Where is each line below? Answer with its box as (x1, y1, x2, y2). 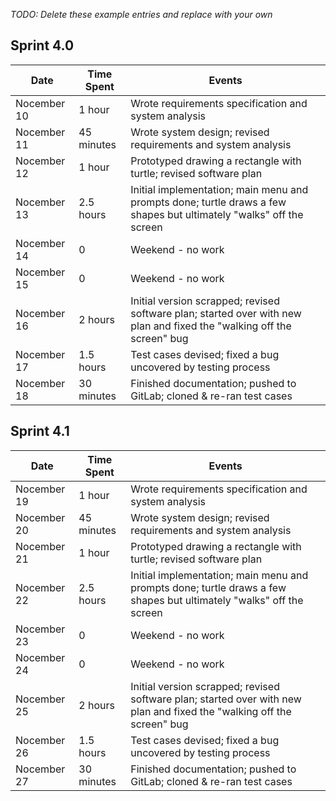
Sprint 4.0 (10, 37, 75, 54)
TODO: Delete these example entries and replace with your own (10, 9, 273, 20)
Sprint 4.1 (10, 423, 70, 440)
